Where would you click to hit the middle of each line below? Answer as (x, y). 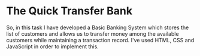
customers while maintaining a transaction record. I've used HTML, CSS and (100, 40)
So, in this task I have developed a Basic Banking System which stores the (98, 27)
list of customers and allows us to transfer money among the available (93, 33)
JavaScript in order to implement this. (52, 46)
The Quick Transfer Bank (69, 11)
